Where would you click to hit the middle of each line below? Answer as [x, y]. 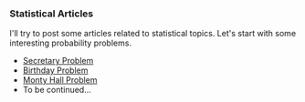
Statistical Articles [52, 14]
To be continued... [57, 90]
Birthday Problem [55, 70]
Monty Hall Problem [60, 80]
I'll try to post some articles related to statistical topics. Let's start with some [153, 34]
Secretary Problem [58, 61]
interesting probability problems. [71, 43]
